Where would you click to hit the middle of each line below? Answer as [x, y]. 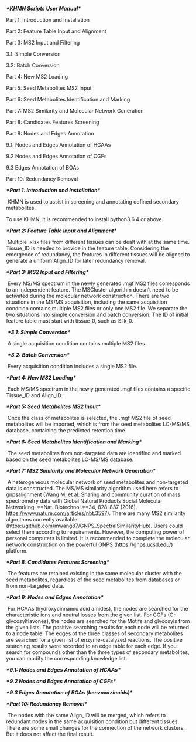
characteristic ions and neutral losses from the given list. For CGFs [86, 615]
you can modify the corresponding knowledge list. [67, 658]
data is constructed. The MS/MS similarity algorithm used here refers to [92, 488]
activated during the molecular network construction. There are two [88, 296]
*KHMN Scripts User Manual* [44, 9]
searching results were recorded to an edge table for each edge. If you [91, 646]
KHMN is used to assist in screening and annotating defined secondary [93, 201]
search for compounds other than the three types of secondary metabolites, [98, 652]
